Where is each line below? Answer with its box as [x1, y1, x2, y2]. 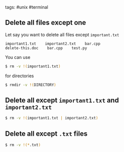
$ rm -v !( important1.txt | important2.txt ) [5, 116, 98, 121]
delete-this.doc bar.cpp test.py [5, 46, 87, 51]
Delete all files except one [5, 18, 86, 27]
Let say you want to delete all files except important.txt [5, 32, 120, 38]
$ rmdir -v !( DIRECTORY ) [5, 82, 56, 87]
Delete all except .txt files [5, 129, 88, 138]
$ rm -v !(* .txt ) [5, 143, 41, 148]
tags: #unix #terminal [5, 4, 48, 10]
